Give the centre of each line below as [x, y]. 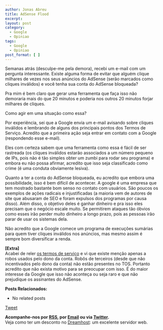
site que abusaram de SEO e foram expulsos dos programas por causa [76, 199]
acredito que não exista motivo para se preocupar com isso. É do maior [77, 269]
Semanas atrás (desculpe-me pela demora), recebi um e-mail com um [75, 69]
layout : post [18, 23]
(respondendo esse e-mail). [33, 138]
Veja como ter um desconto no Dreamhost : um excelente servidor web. [76, 322]
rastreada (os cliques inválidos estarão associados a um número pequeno [79, 153]
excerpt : [14, 18]
